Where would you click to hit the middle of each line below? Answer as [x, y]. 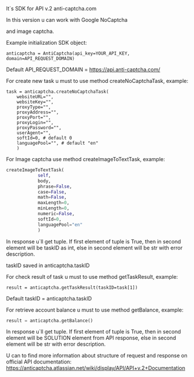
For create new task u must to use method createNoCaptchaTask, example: [97, 81]
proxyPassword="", [39, 128]
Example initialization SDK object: [46, 43]
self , [44, 175]
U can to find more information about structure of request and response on [97, 356]
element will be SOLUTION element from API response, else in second [91, 338]
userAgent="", [34, 133]
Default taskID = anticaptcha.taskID [49, 298]
